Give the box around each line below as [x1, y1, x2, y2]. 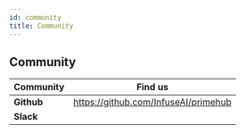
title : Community [9, 21, 74, 30]
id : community [9, 13, 62, 22]
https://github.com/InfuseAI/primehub [72, 96, 232, 108]
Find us [136, 81, 169, 94]
